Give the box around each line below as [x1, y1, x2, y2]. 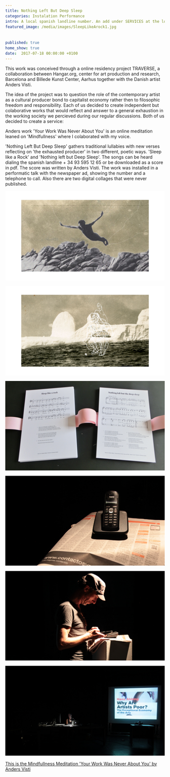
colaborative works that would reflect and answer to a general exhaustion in [5, 107, 163, 113]
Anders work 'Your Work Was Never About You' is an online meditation [5, 128, 153, 134]
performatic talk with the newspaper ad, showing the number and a [5, 170, 146, 176]
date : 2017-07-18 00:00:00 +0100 [5, 51, 78, 56]
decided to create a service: [5, 118, 64, 124]
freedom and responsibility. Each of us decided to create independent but [5, 102, 159, 108]
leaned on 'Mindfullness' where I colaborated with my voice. [5, 133, 131, 139]
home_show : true [5, 46, 39, 51]
